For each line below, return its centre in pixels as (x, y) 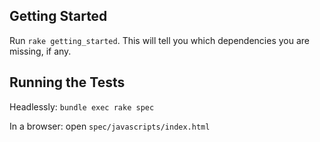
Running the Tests (67, 82)
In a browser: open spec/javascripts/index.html (110, 126)
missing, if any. (40, 51)
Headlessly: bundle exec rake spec (82, 106)
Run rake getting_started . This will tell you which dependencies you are (160, 40)
